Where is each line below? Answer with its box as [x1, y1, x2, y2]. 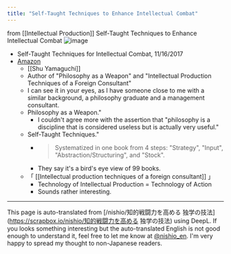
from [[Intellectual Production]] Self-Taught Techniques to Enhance [7, 29, 197, 37]
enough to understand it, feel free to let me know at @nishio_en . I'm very [7, 231, 213, 240]
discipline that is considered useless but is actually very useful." [37, 123, 219, 131]
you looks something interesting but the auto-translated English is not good [7, 224, 221, 233]
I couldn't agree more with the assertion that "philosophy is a [37, 115, 211, 124]
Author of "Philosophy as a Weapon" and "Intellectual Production [27, 72, 212, 80]
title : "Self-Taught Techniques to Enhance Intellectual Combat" [7, 10, 198, 17]
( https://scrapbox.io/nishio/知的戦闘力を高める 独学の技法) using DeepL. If [7, 216, 217, 224]
